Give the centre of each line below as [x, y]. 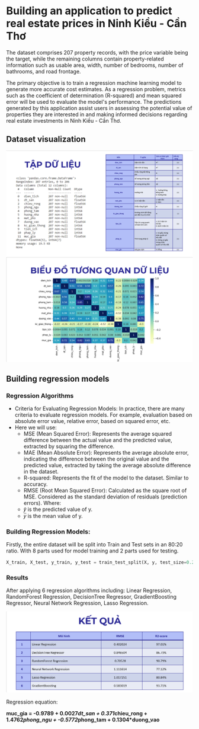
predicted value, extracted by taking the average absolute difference [107, 465]
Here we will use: [36, 427]
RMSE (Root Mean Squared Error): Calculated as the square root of [105, 490]
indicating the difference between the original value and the [96, 459]
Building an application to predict [89, 11]
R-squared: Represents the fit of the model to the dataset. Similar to [106, 478]
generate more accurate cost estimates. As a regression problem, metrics [96, 89]
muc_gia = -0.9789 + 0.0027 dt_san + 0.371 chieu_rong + [77, 714]
